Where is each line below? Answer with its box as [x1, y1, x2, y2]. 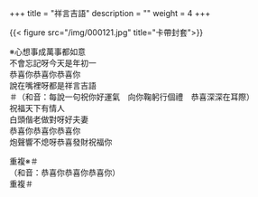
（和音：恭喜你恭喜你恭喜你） [9, 167, 120, 178]
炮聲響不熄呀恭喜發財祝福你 [9, 136, 113, 147]
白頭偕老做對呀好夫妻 [9, 114, 88, 125]
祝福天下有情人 [9, 103, 65, 113]
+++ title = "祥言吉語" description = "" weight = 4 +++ [9, 8, 211, 18]
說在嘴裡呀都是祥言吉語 [9, 80, 97, 90]
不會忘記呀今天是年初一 [9, 58, 97, 68]
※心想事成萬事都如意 [9, 46, 86, 57]
